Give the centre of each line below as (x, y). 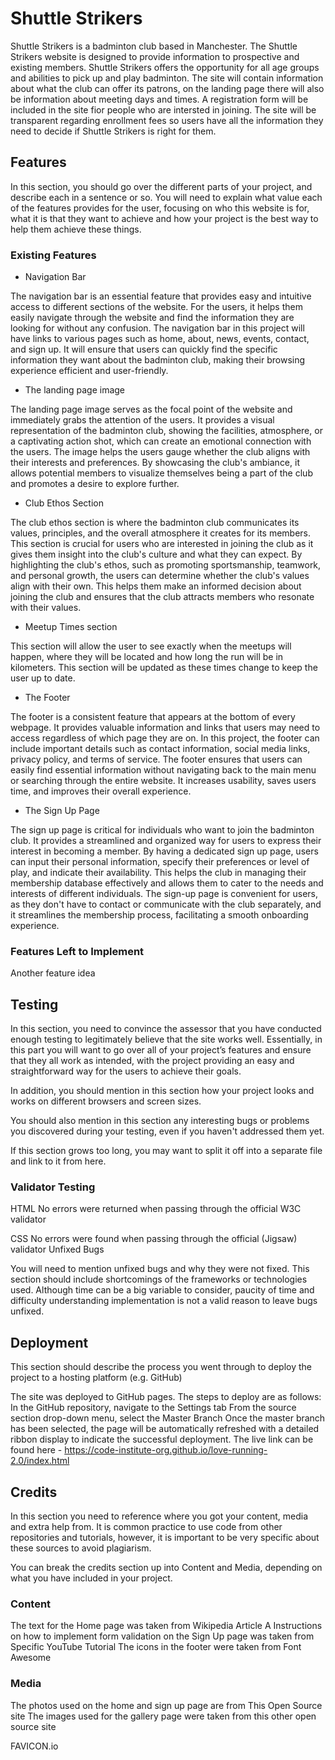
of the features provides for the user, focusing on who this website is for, (160, 208)
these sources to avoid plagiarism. (81, 1548)
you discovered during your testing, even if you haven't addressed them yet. (167, 1131)
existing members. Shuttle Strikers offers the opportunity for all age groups (165, 67)
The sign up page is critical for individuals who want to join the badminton (162, 830)
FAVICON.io (34, 1746)
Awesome (31, 1658)
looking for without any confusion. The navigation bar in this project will (157, 328)
